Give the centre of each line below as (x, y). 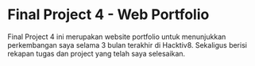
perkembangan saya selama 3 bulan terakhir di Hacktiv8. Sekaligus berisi (127, 45)
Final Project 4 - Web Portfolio (108, 15)
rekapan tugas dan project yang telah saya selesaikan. (97, 53)
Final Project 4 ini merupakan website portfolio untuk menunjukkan (117, 37)
